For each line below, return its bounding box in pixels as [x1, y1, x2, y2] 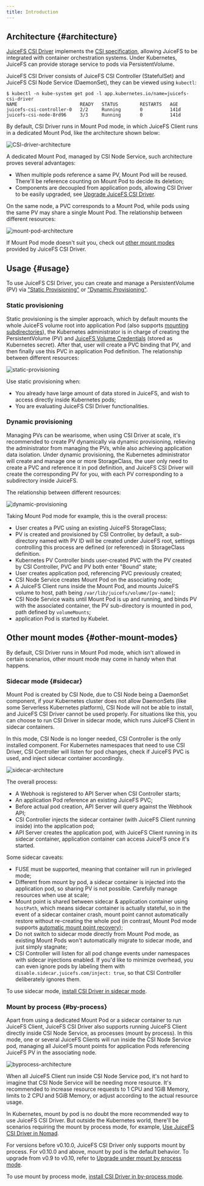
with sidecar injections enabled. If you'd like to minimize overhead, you [15, 956, 194, 963]
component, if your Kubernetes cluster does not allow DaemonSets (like [6, 697, 187, 705]
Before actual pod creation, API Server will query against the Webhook [15, 803, 192, 810]
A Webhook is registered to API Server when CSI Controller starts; [15, 789, 181, 797]
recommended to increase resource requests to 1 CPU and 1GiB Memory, [6, 1085, 190, 1093]
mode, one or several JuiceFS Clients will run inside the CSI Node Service [6, 1036, 192, 1043]
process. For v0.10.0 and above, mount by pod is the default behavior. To [6, 1148, 189, 1155]
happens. [6, 661, 30, 669]
